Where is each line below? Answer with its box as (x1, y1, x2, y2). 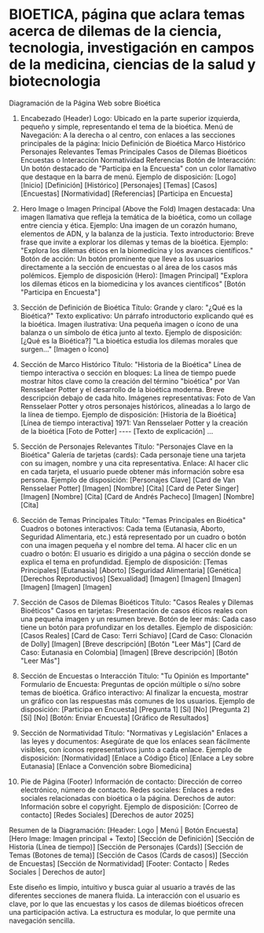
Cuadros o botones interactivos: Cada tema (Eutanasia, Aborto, (20, 523, 225, 533)
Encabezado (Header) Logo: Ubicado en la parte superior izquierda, (20, 113, 240, 123)
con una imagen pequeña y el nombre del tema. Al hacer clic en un (20, 540, 237, 549)
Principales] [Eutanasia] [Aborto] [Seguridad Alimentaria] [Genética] (20, 565, 242, 575)
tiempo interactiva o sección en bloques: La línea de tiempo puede (20, 368, 236, 377)
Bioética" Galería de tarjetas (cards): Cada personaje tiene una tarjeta (20, 450, 246, 459)
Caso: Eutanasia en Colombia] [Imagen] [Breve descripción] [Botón (20, 647, 238, 657)
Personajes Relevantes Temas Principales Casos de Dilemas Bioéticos (20, 147, 247, 156)
